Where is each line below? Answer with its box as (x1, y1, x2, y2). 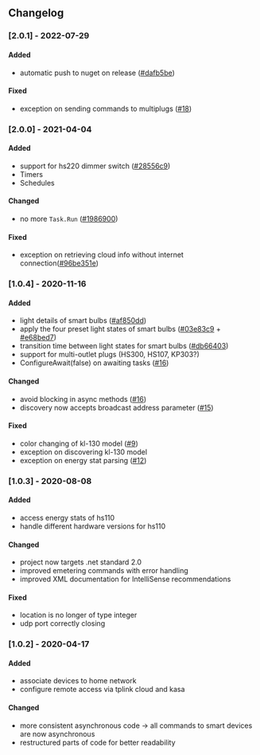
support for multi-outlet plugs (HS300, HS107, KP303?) (19, 350, 200, 360)
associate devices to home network (19, 676, 137, 686)
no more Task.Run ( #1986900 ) (19, 214, 118, 224)
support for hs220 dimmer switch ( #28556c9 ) (19, 161, 171, 171)
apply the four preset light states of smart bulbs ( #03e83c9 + (19, 324, 221, 334)
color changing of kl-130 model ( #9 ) (19, 438, 139, 448)
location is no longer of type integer (19, 610, 138, 620)
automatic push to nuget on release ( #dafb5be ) (19, 68, 175, 77)
